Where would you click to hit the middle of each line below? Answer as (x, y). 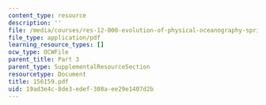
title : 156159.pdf (38, 81)
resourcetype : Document (47, 74)
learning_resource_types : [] (56, 45)
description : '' (35, 23)
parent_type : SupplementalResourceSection (79, 67)
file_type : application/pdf (55, 37)
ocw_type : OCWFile (38, 52)
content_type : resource (47, 15)
